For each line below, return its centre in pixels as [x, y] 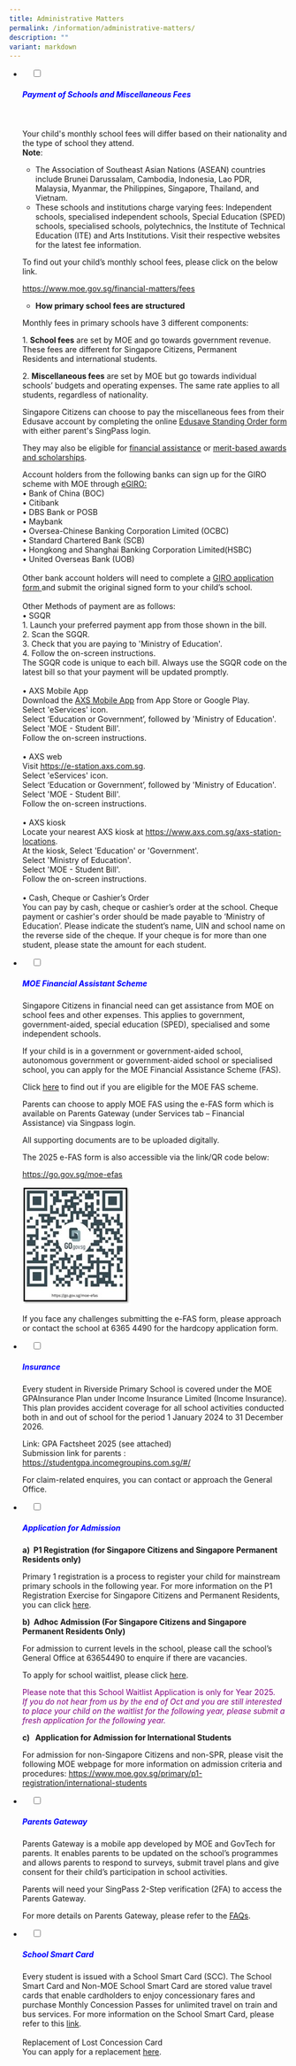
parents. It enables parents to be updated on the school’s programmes [150, 1854]
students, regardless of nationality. [85, 395]
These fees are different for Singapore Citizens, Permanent [129, 350]
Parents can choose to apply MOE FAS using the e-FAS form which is [148, 1104]
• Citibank [40, 503]
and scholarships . [54, 458]
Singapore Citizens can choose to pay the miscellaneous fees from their [153, 412]
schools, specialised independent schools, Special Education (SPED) [160, 217]
